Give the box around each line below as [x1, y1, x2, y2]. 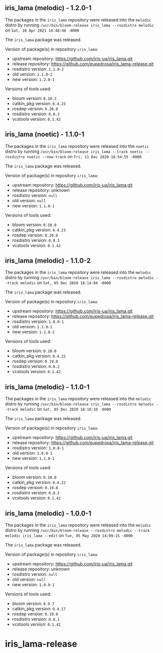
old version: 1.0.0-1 [12, 450, 53, 456]
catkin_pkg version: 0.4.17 [12, 606, 66, 612]
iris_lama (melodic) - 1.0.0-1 [5, 509, 92, 517]
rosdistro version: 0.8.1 [12, 616, 60, 622]
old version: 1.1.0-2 [12, 71, 53, 77]
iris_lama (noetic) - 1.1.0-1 [5, 130, 84, 139]
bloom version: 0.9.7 [12, 601, 55, 607]
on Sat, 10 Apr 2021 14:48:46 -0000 [5, 27, 80, 33]
